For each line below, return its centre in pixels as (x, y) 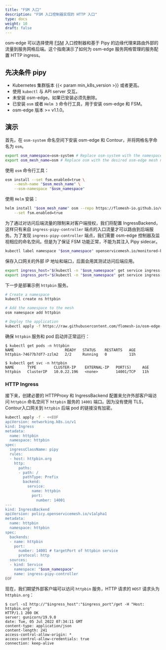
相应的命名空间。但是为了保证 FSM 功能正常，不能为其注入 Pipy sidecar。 (84, 241)
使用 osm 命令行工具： (27, 170)
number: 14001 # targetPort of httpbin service (68, 551)
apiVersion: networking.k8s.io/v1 (41, 422)
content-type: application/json (38, 626)
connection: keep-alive (30, 643)
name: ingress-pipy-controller (46, 574)
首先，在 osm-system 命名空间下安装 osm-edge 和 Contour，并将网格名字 (79, 140)
